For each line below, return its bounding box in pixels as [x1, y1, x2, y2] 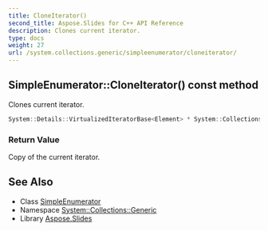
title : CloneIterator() [8, 11, 88, 20]
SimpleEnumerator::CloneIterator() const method [8, 78, 259, 92]
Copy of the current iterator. [8, 152, 100, 161]
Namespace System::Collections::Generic [19, 205, 157, 214]
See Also [8, 175, 53, 189]
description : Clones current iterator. [8, 26, 141, 34]
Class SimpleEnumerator [19, 197, 101, 206]
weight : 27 [8, 42, 45, 50]
